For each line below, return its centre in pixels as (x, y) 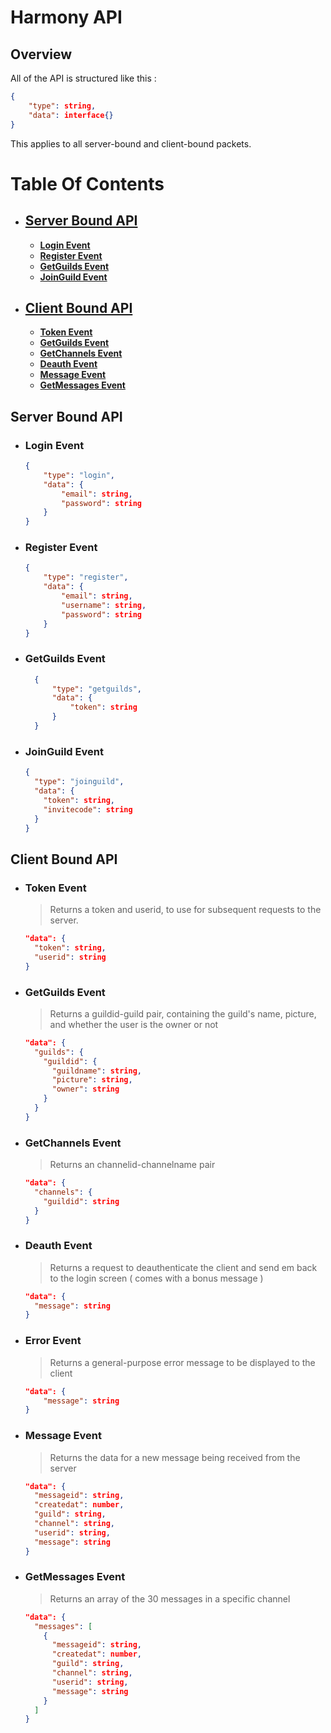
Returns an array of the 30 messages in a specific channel (170, 1598)
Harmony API (66, 17)
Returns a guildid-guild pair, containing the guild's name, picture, (183, 1013)
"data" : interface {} (71, 115)
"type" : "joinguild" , (79, 782)
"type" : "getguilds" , (96, 689)
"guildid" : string (81, 1201)
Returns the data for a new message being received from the (175, 1457)
